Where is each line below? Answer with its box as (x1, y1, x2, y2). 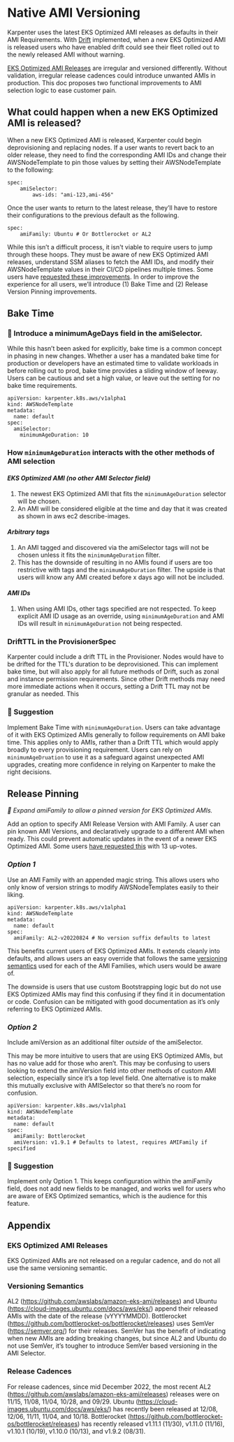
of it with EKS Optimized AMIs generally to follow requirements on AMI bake (7, 730, 226, 738)
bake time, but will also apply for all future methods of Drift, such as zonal (7, 667, 219, 676)
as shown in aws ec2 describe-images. (17, 511, 131, 520)
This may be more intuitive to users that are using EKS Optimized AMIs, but (7, 1051, 224, 1060)
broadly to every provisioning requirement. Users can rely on (7, 745, 182, 754)
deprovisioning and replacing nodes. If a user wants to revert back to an (7, 143, 214, 152)
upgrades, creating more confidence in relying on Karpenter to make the (7, 760, 216, 769)
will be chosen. (17, 497, 61, 505)
